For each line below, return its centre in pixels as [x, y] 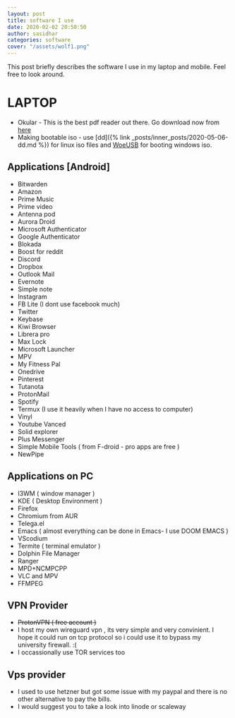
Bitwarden [32, 184]
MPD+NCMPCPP [42, 568]
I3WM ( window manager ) [56, 493]
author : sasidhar [33, 34]
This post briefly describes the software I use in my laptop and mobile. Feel [116, 67]
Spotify [28, 401]
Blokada [29, 244]
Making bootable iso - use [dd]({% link [74, 137]
